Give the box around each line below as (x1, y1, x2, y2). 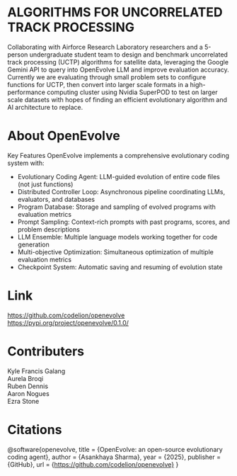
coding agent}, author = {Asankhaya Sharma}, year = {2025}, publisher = (7, 453, 221, 461)
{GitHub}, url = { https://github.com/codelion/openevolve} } (7, 460, 179, 468)
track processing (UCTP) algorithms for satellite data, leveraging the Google (7, 57, 229, 66)
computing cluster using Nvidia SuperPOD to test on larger (47, 88, 218, 96)
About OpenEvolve (7, 128, 120, 144)
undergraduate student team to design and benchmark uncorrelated (29, 50, 229, 59)
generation (17, 240, 50, 249)
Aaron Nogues (7, 389, 50, 397)
